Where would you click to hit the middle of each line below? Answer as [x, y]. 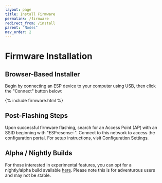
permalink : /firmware [27, 18]
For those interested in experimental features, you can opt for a [68, 165]
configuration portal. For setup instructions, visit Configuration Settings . [77, 138]
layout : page [18, 9]
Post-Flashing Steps [36, 116]
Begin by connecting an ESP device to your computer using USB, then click [81, 86]
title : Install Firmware [30, 14]
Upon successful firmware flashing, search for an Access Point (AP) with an [81, 128]
